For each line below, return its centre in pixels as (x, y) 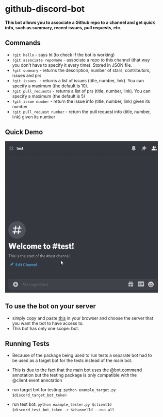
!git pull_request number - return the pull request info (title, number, (81, 112)
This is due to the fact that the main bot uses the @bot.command (77, 370)
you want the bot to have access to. (48, 323)
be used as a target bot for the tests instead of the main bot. (72, 360)
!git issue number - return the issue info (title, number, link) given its (81, 101)
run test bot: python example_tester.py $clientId (62, 404)
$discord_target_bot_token (39, 396)
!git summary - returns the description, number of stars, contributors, (81, 70)
